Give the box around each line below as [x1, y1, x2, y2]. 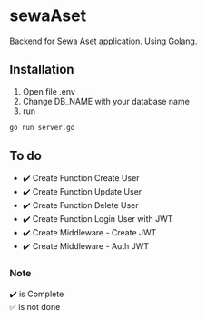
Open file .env [22, 85, 75, 96]
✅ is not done [9, 301, 61, 312]
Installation [9, 62, 74, 77]
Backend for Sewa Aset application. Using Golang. [9, 35, 198, 46]
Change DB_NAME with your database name [22, 95, 191, 106]
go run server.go [9, 123, 75, 132]
